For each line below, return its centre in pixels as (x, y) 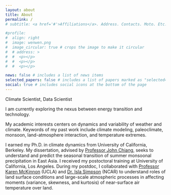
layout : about (20, 10)
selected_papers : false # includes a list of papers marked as (74, 80)
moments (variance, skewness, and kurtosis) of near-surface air (73, 182)
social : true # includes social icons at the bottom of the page (76, 85)
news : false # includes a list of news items (54, 75)
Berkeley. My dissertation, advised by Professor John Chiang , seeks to (79, 150)
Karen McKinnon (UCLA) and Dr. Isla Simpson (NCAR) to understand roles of (85, 171)
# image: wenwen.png (28, 43)
